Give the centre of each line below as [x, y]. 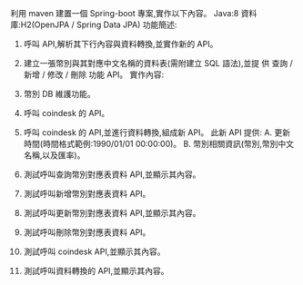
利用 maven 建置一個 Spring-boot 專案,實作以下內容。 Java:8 [125, 13]
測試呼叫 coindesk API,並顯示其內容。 [94, 251]
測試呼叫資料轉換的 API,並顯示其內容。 [96, 271]
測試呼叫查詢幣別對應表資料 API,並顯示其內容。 [112, 174]
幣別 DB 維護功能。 [59, 94]
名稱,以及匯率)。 [54, 155]
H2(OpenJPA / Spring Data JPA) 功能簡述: [99, 25]
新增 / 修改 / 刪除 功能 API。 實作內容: [94, 74]
